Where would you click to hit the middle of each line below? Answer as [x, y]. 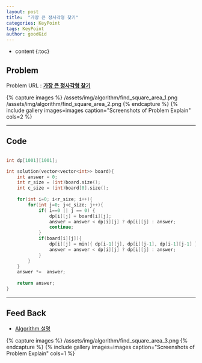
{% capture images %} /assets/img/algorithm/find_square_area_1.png [92, 98]
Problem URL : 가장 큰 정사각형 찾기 [48, 85]
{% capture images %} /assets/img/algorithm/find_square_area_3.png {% [97, 340]
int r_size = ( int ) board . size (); [59, 182]
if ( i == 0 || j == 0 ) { [67, 210]
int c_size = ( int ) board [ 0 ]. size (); [63, 188]
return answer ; [36, 284]
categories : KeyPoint [33, 23]
